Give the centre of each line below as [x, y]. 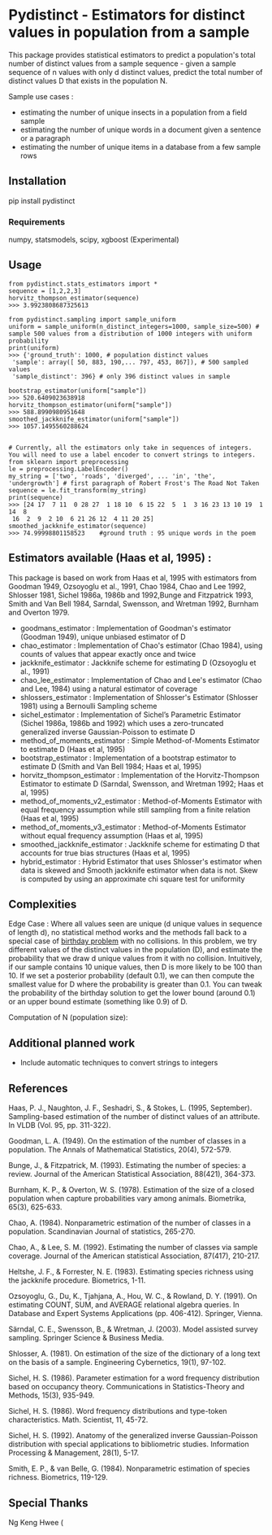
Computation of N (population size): [68, 1017]
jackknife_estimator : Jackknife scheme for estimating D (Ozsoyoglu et [138, 663]
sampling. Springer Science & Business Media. [86, 1338]
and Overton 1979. [39, 612]
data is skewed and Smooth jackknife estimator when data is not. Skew [139, 870]
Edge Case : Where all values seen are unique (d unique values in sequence [135, 924]
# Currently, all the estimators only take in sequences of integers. [130, 448]
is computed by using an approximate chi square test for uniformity [132, 879]
